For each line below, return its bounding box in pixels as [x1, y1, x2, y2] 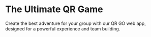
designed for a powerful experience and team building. [5, 25, 120, 31]
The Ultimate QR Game [5, 4, 103, 15]
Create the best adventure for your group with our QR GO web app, [5, 20, 146, 26]
